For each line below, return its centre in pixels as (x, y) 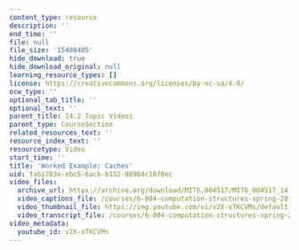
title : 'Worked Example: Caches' (71, 166)
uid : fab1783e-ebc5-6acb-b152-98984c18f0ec (91, 174)
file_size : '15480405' (51, 51)
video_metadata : (39, 223)
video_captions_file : (57, 199)
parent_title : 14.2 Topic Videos (71, 116)
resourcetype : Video (48, 149)
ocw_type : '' (33, 91)
